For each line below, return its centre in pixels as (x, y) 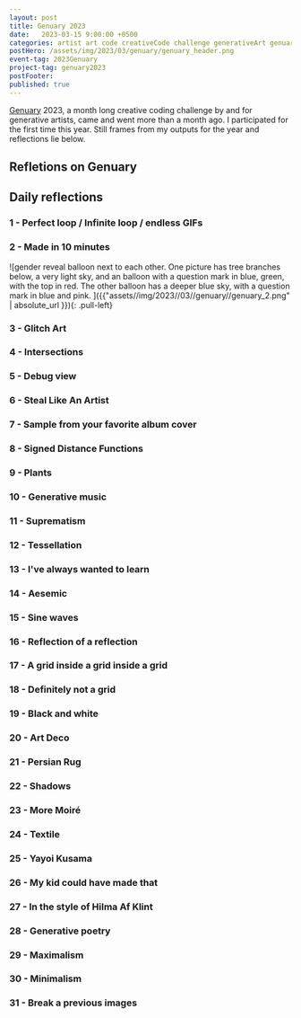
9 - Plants (30, 473)
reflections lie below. (47, 138)
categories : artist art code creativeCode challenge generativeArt (138, 43)
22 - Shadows (40, 786)
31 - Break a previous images (73, 1003)
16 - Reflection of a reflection (73, 642)
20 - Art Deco (39, 738)
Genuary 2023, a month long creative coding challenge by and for (131, 110)
